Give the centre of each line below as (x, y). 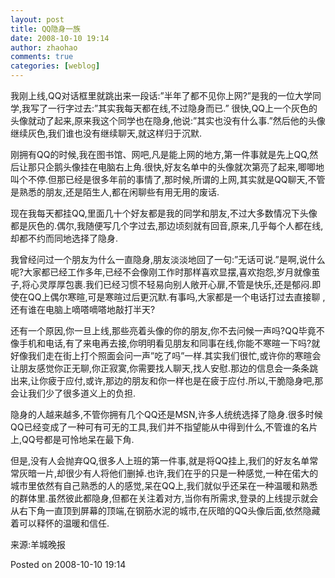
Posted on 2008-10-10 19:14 (68, 564)
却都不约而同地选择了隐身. (64, 238)
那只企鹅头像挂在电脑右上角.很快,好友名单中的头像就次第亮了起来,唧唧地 (176, 167)
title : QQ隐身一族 (46, 29)
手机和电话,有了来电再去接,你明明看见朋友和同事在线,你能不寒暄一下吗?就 (169, 343)
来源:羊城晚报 (38, 544)
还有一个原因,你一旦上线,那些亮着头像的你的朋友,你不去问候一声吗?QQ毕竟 (163, 330)
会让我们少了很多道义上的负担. (73, 393)
